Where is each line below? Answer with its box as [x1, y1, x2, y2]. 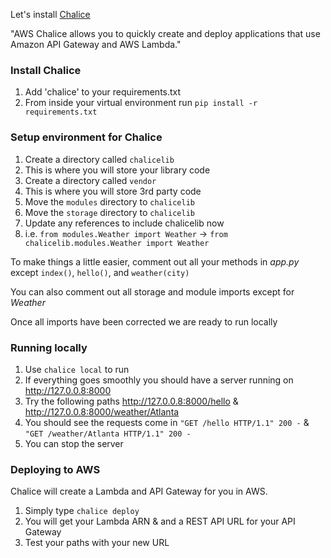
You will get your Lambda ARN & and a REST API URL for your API [24, 515, 296, 528]
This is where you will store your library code [24, 164, 211, 176]
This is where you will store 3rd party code [24, 185, 202, 197]
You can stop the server [24, 437, 124, 449]
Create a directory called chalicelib [24, 153, 175, 165]
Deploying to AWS [10, 462, 101, 476]
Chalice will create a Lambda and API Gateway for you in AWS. [10, 485, 268, 498]
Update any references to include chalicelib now [24, 217, 225, 229]
